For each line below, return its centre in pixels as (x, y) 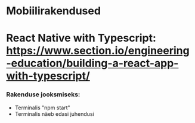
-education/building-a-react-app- (92, 63)
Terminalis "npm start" (42, 108)
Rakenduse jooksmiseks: (43, 94)
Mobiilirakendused (54, 11)
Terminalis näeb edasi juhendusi (54, 113)
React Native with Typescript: (81, 38)
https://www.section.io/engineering (98, 51)
